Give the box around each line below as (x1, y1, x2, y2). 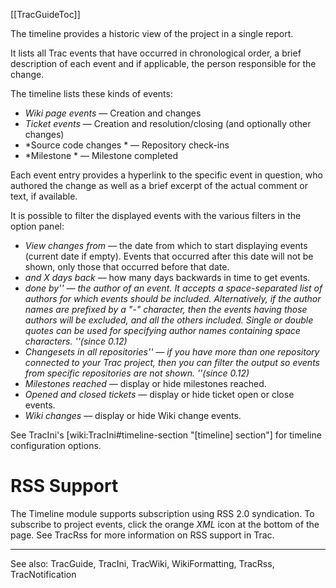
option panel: (10, 220, 65, 232)
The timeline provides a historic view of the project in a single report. (10, 28, 294, 39)
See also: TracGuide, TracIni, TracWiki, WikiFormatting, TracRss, (10, 557, 275, 569)
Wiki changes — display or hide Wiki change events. (24, 410, 242, 421)
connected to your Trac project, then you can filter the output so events (24, 357, 320, 368)
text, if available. (10, 190, 78, 202)
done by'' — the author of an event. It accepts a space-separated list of (24, 282, 323, 294)
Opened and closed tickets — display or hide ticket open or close (24, 389, 295, 400)
